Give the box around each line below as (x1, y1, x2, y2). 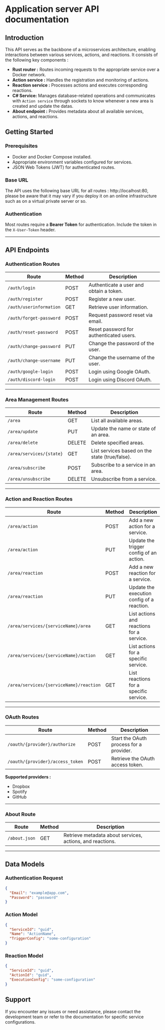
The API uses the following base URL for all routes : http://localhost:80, (5, 187, 149, 193)
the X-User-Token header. (5, 227, 56, 233)
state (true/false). (91, 454, 132, 461)
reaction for (129, 569, 156, 576)
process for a (111, 741, 142, 748)
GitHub (12, 794, 27, 800)
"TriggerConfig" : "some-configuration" (9, 936, 91, 941)
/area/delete (7, 440, 38, 446)
